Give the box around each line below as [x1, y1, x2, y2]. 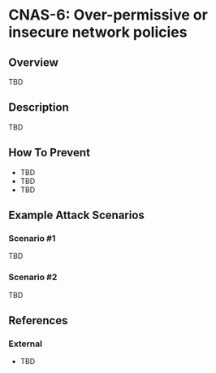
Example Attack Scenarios [8, 208, 145, 222]
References [8, 314, 68, 327]
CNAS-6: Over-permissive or [8, 6, 209, 24]
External [8, 338, 43, 349]
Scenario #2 [8, 271, 58, 283]
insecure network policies [8, 23, 188, 42]
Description [8, 100, 69, 115]
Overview [8, 55, 59, 69]
